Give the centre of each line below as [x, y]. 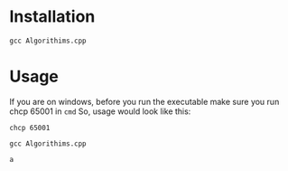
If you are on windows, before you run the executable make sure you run [144, 101]
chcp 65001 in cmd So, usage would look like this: [100, 111]
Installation [52, 17]
